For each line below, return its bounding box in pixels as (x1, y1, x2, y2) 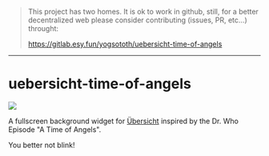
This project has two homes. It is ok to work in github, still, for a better (27, 7, 259, 16)
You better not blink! (8, 140, 75, 150)
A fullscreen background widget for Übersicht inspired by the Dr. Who (8, 116, 239, 126)
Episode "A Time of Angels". (8, 124, 102, 134)
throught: (27, 24, 58, 33)
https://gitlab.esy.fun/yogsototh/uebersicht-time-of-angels (27, 39, 223, 49)
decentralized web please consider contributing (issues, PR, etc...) (27, 15, 247, 25)
